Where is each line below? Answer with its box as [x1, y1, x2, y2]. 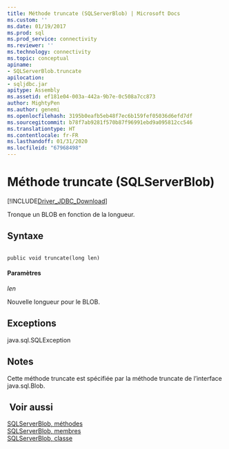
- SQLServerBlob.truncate [7, 67, 81, 74]
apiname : [7, 61, 32, 68]
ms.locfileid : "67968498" [7, 145, 81, 152]
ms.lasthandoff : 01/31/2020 [7, 138, 88, 145]
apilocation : [7, 74, 45, 81]
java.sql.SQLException [7, 335, 71, 344]
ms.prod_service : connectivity [7, 36, 97, 43]
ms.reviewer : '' [7, 42, 54, 49]
